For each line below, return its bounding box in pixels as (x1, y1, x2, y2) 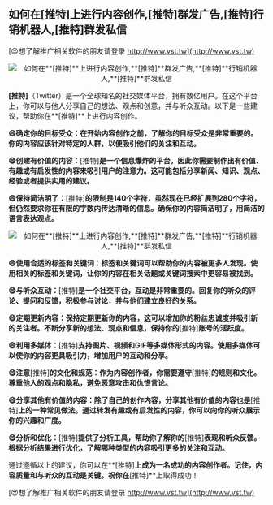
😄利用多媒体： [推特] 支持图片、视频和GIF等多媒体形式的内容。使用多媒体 (8, 340, 253, 350)
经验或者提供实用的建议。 (8, 175, 94, 185)
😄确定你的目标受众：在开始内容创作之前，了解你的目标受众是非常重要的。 (8, 128, 258, 138)
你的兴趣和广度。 (8, 415, 66, 425)
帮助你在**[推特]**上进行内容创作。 (22, 110, 142, 120)
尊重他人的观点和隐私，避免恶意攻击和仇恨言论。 (8, 378, 172, 387)
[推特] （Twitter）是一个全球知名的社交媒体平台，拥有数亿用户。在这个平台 (8, 90, 258, 100)
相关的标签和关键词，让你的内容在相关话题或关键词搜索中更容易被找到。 (15, 268, 258, 278)
